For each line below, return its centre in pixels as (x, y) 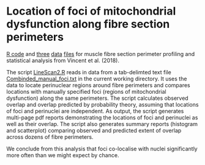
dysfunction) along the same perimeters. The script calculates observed (97, 98)
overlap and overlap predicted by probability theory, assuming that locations (102, 104)
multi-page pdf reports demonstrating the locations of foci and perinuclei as (102, 118)
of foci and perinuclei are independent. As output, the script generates (95, 111)
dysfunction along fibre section (88, 24)
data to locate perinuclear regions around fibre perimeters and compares (99, 85)
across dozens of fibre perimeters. (50, 137)
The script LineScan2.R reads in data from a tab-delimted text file (89, 72)
